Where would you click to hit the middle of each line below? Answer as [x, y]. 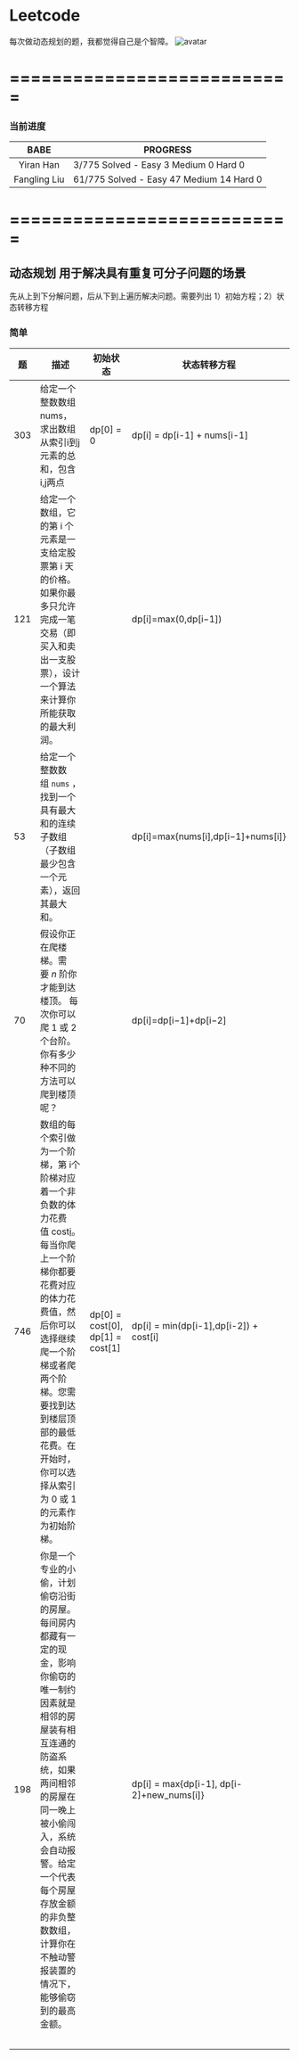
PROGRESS [168, 150]
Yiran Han [39, 165]
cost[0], [106, 1325]
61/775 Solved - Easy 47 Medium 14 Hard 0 [168, 179]
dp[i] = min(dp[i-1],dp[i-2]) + [195, 1325]
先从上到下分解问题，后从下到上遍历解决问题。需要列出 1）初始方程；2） [143, 296]
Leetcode [45, 16]
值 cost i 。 [60, 1231]
